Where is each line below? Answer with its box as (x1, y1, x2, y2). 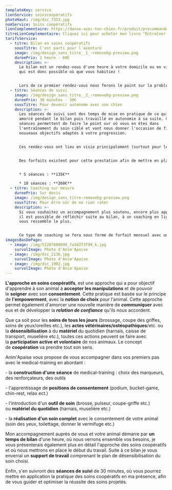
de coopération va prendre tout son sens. (5, 344, 94, 350)
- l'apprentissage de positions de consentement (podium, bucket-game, (5, 385, 160, 391)
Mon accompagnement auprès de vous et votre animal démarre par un (5, 431, 155, 437)
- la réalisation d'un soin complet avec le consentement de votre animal (5, 415, 159, 422)
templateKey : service (5, 7, 52, 13)
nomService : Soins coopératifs (5, 21, 72, 27)
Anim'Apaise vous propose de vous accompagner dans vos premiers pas (5, 354, 160, 361)
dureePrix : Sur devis (14, 190, 60, 196)
